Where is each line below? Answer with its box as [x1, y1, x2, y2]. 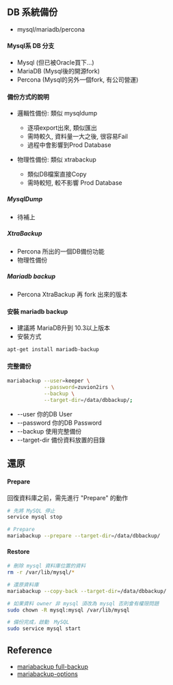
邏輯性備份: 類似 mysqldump [16, 109, 98, 117]
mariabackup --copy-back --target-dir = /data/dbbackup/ [7, 587, 167, 594]
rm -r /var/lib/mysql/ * [7, 569, 75, 576]
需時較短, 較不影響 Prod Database [27, 179, 122, 187]
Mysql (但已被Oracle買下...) [16, 58, 94, 67]
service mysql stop [7, 514, 63, 521]
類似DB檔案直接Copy [27, 170, 87, 179]
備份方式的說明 [7, 92, 49, 101]
